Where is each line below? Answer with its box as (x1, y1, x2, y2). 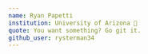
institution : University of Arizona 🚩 (8, 19, 138, 27)
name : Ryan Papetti (8, 11, 74, 20)
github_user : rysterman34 (8, 33, 94, 42)
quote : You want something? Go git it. (8, 26, 142, 34)
